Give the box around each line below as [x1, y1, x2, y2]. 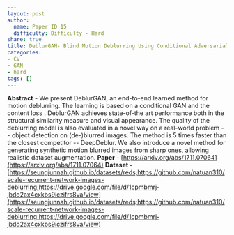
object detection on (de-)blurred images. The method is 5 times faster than [11, 131, 227, 139]
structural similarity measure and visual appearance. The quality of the [7, 116, 210, 125]
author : [7, 17, 30, 24]
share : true [7, 36, 42, 43]
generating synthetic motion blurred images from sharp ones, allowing [7, 146, 209, 154]
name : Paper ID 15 [13, 23, 68, 30]
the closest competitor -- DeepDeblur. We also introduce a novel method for [7, 139, 226, 147]
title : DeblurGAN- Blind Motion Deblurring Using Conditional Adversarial [7, 43, 229, 50]
